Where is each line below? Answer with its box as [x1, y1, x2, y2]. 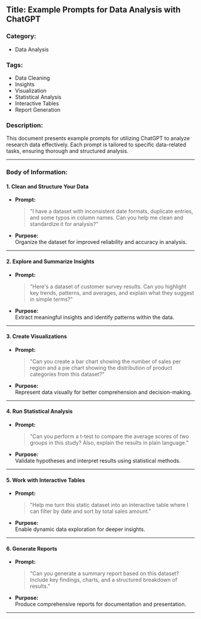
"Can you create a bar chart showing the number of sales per [29, 358, 181, 365]
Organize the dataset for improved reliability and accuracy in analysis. [14, 238, 187, 246]
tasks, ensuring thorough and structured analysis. [6, 147, 129, 155]
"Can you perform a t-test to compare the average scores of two [29, 433, 190, 440]
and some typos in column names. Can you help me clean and [29, 214, 184, 221]
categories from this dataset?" [29, 370, 105, 378]
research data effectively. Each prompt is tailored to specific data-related [6, 141, 187, 149]
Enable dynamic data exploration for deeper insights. [14, 526, 145, 533]
